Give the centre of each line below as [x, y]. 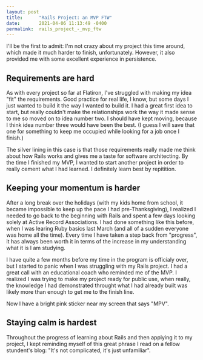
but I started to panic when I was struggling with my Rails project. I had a [97, 266]
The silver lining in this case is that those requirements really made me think [101, 150]
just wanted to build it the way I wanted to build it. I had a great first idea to [99, 106]
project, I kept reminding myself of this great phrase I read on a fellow [93, 344]
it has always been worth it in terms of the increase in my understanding [96, 241]
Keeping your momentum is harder [73, 188]
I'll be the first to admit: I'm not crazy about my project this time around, [96, 46]
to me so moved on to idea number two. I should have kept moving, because [102, 118]
